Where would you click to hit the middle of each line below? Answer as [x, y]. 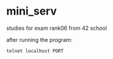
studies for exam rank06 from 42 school [57, 28]
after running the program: [39, 40]
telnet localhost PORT [35, 51]
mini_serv [32, 11]
